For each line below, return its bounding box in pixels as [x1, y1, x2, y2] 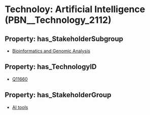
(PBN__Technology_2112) [5, 14, 112, 26]
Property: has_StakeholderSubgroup [5, 34, 124, 43]
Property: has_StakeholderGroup [5, 91, 111, 99]
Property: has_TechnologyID [5, 62, 97, 71]
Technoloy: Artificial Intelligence [5, 4, 145, 15]
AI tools [12, 104, 28, 110]
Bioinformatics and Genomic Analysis [12, 48, 91, 54]
